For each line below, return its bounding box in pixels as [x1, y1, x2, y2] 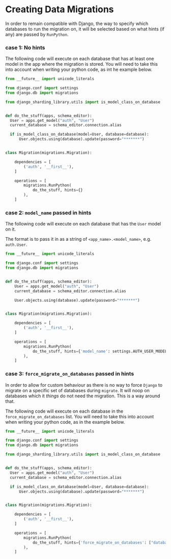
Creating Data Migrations [5, 4, 114, 15]
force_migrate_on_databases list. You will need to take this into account [5, 413, 154, 419]
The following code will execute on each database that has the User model [5, 221, 161, 227]
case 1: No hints [5, 44, 45, 51]
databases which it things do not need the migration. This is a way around [5, 393, 160, 399]
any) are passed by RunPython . [5, 31, 69, 37]
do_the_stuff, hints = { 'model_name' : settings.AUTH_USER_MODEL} [32, 348, 169, 354]
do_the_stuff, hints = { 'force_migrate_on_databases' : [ [32, 540, 152, 545]
